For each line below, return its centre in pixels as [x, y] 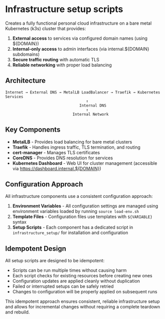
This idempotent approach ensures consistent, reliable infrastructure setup [82, 301]
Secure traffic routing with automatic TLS [56, 59]
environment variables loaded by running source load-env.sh [76, 211]
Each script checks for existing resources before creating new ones [82, 276]
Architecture [26, 81]
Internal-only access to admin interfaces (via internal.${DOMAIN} [81, 49]
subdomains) [26, 54]
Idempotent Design [36, 248]
